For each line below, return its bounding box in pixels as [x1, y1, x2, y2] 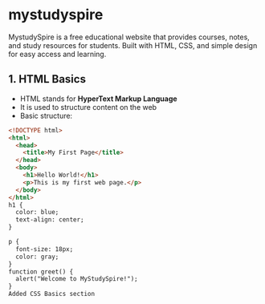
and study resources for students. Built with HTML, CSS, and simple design [8, 40, 258, 50]
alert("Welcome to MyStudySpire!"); [15, 275, 138, 283]
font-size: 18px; [15, 245, 74, 253]
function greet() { [8, 267, 74, 276]
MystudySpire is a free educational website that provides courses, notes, [8, 32, 251, 42]
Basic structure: [19, 111, 73, 120]
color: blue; [15, 209, 59, 217]
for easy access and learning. [8, 49, 107, 59]
